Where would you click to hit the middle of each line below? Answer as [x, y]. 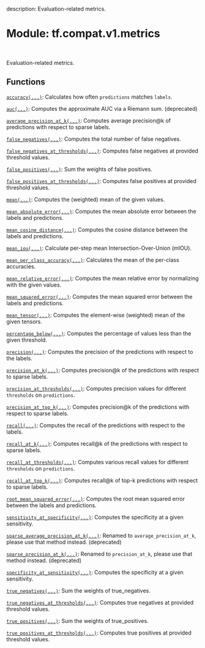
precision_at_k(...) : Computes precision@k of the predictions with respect [103, 370]
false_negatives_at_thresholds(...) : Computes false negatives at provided [102, 151]
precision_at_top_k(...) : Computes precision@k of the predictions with [98, 407]
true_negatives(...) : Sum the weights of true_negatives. [79, 590]
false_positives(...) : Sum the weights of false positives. [80, 169]
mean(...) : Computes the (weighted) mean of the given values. [86, 199]
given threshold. [27, 340]
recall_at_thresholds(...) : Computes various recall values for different [97, 462]
